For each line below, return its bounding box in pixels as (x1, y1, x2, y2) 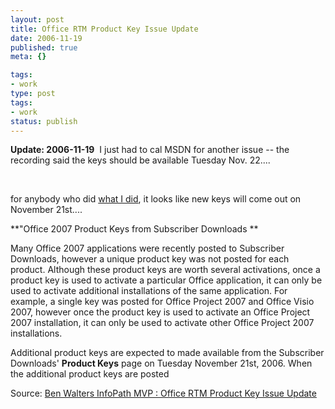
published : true (10, 42, 78, 53)
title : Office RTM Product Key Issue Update (10, 24, 199, 34)
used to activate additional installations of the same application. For (10, 285, 288, 297)
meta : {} (10, 52, 47, 62)
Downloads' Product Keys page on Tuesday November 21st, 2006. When (10, 357, 313, 370)
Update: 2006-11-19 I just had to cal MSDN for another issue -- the (10, 144, 290, 156)
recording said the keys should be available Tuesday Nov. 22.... (10, 154, 271, 166)
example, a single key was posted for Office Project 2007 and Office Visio (10, 296, 315, 308)
